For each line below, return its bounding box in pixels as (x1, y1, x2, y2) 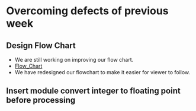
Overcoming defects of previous (6, 4, 169, 18)
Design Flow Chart (6, 40, 76, 50)
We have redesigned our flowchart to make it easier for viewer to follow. (14, 69, 191, 75)
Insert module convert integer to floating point (6, 86, 181, 96)
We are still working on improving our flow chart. (14, 56, 134, 63)
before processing (6, 95, 76, 105)
